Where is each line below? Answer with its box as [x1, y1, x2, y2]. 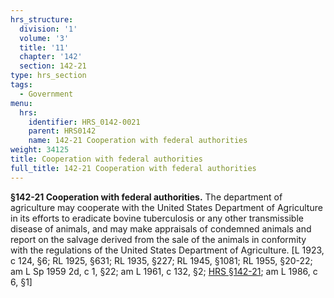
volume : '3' [19, 33, 70, 43]
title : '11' [19, 42, 70, 53]
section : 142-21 [19, 61, 87, 71]
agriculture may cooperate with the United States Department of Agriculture [10, 201, 323, 213]
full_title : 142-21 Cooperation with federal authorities [10, 163, 257, 173]
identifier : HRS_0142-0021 [28, 117, 141, 127]
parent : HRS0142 [28, 126, 97, 136]
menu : [10, 98, 33, 108]
